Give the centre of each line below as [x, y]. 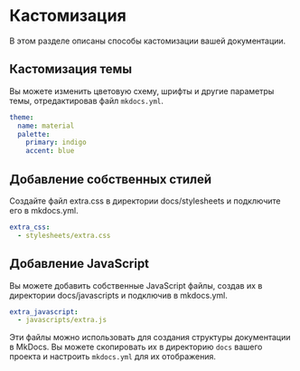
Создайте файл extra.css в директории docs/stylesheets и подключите [145, 201]
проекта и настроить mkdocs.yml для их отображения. [113, 357]
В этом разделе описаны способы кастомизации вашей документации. [148, 41]
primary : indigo [56, 143]
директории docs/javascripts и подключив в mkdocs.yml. [118, 295]
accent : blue [50, 151]
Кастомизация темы [71, 69]
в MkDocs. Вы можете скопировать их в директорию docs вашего [136, 347]
